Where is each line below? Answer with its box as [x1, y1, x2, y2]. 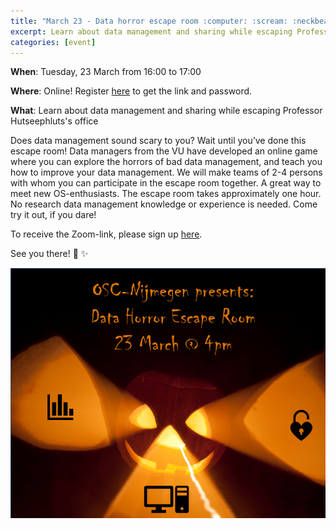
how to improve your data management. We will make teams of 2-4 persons [10, 166, 323, 179]
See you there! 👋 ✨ [10, 248, 89, 260]
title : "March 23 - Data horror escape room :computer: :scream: [10, 16, 288, 26]
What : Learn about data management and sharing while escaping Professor [10, 105, 323, 117]
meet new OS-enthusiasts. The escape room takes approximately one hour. [10, 188, 322, 200]
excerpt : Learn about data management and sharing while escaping [10, 26, 293, 37]
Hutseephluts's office [10, 115, 99, 127]
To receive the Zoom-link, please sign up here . [10, 228, 203, 240]
